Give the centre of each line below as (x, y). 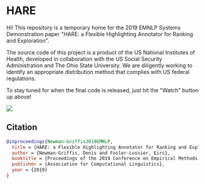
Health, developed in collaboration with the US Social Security (85, 59)
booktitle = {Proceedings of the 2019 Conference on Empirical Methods (105, 159)
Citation (22, 127)
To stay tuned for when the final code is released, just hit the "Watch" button (103, 90)
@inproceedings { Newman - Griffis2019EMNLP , (60, 141)
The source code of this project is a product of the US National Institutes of (101, 52)
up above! (19, 97)
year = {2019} (30, 170)
